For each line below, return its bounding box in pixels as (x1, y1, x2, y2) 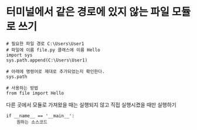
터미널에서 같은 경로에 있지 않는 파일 (6, 5, 170, 19)
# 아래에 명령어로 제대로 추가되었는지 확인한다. (6, 69, 105, 74)
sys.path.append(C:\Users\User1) (6, 57, 88, 63)
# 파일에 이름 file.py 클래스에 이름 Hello (6, 47, 101, 53)
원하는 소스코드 (16, 119, 48, 125)
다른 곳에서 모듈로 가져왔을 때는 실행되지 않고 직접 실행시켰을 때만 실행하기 (6, 101, 177, 108)
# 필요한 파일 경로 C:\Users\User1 (6, 40, 84, 47)
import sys (6, 52, 33, 58)
